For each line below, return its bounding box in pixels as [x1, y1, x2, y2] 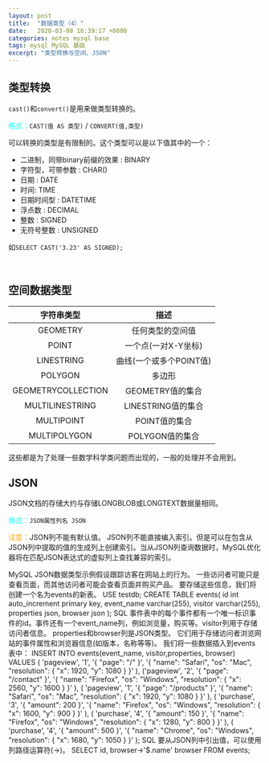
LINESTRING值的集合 [124, 400, 204, 411]
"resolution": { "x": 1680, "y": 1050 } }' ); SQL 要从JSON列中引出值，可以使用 [8, 736, 262, 745]
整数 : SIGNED [19, 214, 67, 225]
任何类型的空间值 [131, 324, 197, 336]
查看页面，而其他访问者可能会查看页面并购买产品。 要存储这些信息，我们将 [8, 580, 257, 590]
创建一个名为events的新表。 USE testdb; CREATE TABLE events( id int [8, 590, 239, 599]
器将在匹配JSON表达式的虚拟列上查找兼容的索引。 [8, 553, 176, 562]
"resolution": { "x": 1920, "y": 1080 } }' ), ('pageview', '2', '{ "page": [8, 666, 229, 675]
